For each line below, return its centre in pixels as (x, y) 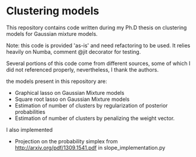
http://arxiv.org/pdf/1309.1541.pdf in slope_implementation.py (90, 147)
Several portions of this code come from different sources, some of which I (98, 63)
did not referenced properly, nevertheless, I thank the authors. (83, 69)
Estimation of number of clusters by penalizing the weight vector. (95, 118)
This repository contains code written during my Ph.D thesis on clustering (97, 27)
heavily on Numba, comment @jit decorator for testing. (74, 51)
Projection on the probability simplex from (66, 141)
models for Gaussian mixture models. (52, 33)
